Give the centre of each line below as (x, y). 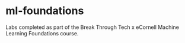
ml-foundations (45, 11)
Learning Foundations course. (42, 33)
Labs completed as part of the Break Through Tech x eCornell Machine (92, 27)
